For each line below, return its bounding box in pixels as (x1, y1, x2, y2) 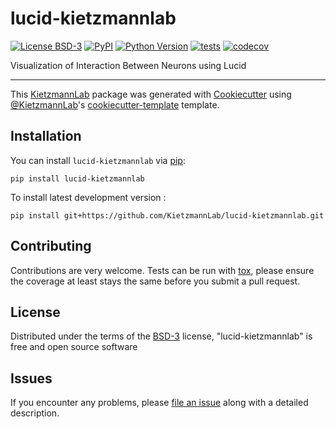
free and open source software (10, 341, 138, 353)
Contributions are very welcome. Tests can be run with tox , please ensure (10, 264, 315, 276)
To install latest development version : (10, 191, 167, 203)
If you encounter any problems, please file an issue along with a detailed (10, 397, 309, 409)
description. (10, 407, 60, 419)
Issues (10, 370, 53, 387)
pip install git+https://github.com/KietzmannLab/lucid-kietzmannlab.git (10, 210, 325, 221)
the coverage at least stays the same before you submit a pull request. (10, 275, 301, 287)
